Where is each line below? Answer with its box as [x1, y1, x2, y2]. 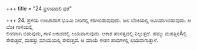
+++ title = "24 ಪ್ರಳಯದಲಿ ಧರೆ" [6, 5, 72, 12]
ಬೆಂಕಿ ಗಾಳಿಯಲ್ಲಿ [6, 24, 34, 30]
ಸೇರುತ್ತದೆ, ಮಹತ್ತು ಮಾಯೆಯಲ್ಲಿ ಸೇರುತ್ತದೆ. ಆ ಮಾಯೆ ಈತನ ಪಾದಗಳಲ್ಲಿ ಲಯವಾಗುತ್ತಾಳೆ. [6, 36, 159, 44]
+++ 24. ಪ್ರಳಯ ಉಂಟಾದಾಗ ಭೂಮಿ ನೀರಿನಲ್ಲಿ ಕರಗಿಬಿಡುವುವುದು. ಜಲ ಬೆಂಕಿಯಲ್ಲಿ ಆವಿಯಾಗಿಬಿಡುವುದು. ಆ [6, 17, 191, 24]
